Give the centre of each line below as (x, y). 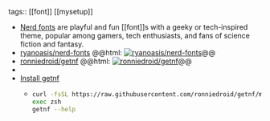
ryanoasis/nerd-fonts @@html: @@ (117, 52)
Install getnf (40, 78)
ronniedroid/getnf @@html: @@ (106, 61)
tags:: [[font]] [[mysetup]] (51, 12)
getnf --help (54, 109)
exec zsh (47, 102)
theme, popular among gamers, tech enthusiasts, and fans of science (135, 36)
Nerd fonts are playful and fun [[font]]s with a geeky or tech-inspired (134, 27)
